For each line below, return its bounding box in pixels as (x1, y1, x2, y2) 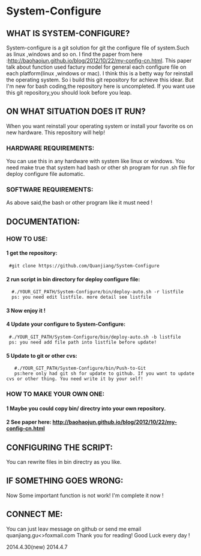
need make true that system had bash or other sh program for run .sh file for (6, 164, 195, 171)
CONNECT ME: (6, 509, 63, 519)
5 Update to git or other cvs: (6, 352, 77, 359)
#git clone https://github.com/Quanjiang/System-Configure (8, 263, 160, 269)
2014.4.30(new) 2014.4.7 (6, 543, 68, 551)
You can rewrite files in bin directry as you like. (6, 458, 122, 466)
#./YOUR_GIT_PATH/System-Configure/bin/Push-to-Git (14, 366, 146, 372)
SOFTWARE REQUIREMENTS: (6, 186, 94, 194)
